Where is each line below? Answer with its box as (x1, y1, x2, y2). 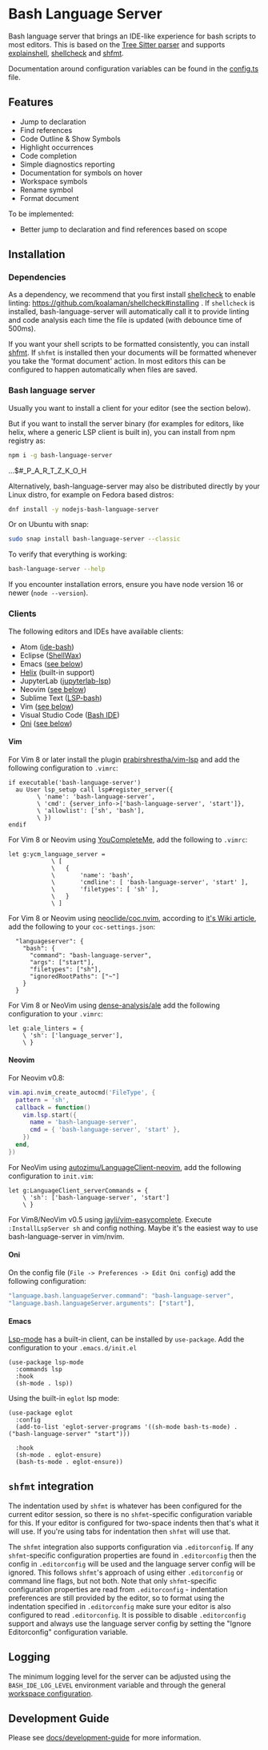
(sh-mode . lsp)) (15, 1379, 74, 1387)
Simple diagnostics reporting (19, 159, 115, 169)
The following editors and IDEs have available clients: (8, 626, 184, 636)
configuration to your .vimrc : (8, 1008, 104, 1018)
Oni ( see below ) (19, 718, 73, 728)
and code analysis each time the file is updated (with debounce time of (8, 316, 242, 325)
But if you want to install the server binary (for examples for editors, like (8, 418, 245, 428)
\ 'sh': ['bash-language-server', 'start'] (22, 1193, 170, 1201)
